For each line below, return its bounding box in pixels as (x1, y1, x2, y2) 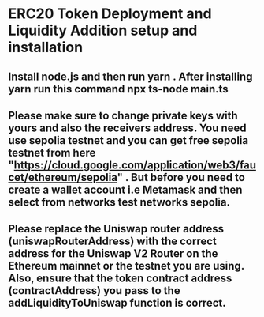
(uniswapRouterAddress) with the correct (8, 235, 217, 248)
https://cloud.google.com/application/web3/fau (13, 158, 256, 172)
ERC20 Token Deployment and (8, 5, 212, 23)
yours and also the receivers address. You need (8, 121, 247, 134)
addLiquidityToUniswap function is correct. (8, 296, 226, 310)
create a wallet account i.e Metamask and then (8, 183, 243, 196)
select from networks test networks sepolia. (8, 195, 231, 209)
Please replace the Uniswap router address (8, 222, 225, 236)
